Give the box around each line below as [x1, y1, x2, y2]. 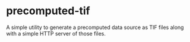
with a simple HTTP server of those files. [6, 30, 106, 37]
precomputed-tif [6, 4, 90, 18]
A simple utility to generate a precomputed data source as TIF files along [6, 24, 184, 31]
